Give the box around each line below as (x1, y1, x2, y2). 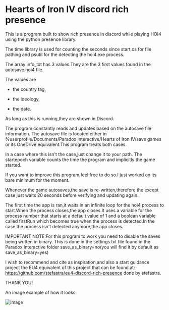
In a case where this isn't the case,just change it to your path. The (5, 151, 142, 157)
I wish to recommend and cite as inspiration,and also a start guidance (5, 259, 150, 265)
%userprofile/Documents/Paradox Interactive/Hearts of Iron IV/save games (5, 136, 161, 142)
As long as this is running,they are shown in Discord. (5, 115, 115, 122)
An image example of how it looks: (5, 289, 77, 295)
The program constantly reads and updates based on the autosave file (5, 125, 152, 131)
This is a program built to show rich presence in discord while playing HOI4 (5, 31, 161, 37)
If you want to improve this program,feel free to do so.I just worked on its (5, 172, 157, 178)
